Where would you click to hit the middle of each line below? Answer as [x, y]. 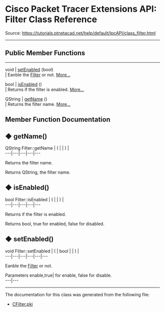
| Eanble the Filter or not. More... [38, 75]
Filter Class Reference [51, 19]
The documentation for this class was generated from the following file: [77, 294]
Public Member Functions [45, 53]
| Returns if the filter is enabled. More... [45, 89]
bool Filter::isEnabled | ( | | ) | [34, 199]
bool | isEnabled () [24, 84]
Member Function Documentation [58, 119]
